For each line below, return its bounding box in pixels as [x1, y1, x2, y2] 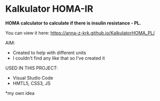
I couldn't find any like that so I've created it [12, 55, 105, 61]
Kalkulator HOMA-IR [5, 3, 94, 15]
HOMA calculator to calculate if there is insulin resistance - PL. [5, 20, 142, 26]
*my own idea [5, 90, 35, 96]
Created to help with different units [12, 49, 86, 56]
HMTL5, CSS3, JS [12, 80, 51, 86]
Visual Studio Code [12, 74, 54, 81]
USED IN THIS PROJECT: [5, 65, 58, 71]
